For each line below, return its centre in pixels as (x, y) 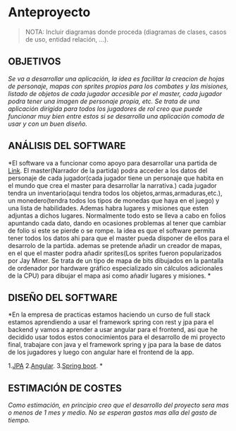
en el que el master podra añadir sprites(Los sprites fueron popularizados (115, 253)
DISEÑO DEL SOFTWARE (63, 297)
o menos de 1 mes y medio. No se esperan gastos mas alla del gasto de (112, 413)
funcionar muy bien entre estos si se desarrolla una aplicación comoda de (116, 116)
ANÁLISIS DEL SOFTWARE (67, 146)
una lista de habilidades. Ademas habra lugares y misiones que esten (108, 208)
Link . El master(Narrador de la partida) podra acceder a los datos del (108, 170)
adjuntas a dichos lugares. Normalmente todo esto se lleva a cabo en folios (117, 215)
